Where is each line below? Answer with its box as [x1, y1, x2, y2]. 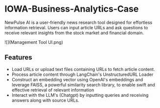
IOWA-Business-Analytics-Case [4, 3, 139, 15]
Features [4, 54, 32, 62]
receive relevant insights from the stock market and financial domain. [4, 30, 144, 36]
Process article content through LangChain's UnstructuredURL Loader [11, 72, 154, 77]
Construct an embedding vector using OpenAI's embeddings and [11, 76, 143, 82]
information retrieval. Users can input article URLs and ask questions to [4, 24, 148, 30]
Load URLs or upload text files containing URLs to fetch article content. [11, 66, 155, 72]
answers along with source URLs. [11, 97, 79, 103]
